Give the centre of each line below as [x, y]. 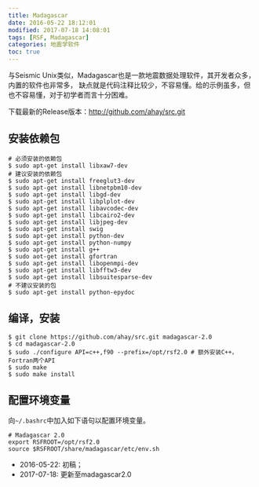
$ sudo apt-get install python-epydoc [71, 292]
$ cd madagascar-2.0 [42, 344]
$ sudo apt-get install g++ [54, 249]
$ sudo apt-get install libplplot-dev [71, 201]
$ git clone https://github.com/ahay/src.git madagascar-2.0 [110, 337]
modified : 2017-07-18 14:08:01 [59, 30]
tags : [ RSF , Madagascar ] [49, 37]
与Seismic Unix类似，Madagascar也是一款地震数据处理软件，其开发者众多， [132, 75]
